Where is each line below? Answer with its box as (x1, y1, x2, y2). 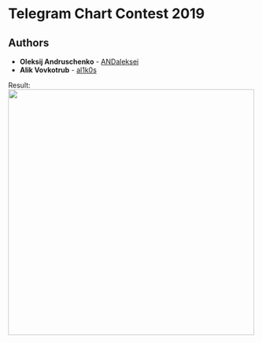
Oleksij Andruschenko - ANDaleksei (19, 57, 139, 66)
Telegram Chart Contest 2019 (8, 5, 205, 23)
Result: (8, 80, 31, 90)
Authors (8, 36, 50, 50)
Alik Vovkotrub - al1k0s (19, 65, 97, 75)
